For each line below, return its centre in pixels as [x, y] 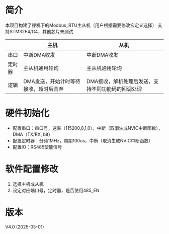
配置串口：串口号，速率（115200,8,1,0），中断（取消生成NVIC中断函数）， [88, 128]
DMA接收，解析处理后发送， [120, 81]
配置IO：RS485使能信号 [37, 147]
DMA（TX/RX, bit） [32, 134]
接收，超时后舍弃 [44, 89]
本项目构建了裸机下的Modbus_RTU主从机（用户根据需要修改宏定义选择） [81, 25]
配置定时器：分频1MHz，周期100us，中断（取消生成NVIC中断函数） [83, 140]
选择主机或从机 [28, 184]
